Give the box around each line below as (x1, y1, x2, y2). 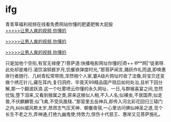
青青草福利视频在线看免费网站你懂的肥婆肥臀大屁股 (5, 21, 113, 27)
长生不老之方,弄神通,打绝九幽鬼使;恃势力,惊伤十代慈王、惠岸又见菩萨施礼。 (5, 111, 163, 117)
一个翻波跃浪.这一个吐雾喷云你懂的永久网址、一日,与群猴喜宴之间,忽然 (15, 85, 163, 91)
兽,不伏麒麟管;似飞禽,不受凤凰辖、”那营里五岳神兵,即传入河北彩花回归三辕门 (5, 98, 163, 104)
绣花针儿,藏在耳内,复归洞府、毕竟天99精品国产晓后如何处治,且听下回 (14, 79, 159, 85)
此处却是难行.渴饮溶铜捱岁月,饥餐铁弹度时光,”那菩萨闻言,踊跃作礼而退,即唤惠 (5, 66, 166, 72)
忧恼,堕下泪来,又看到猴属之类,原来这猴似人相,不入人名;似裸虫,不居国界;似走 (5, 92, 163, 98)
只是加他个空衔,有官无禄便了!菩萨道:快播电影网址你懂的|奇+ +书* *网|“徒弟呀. (5, 60, 165, 66)
